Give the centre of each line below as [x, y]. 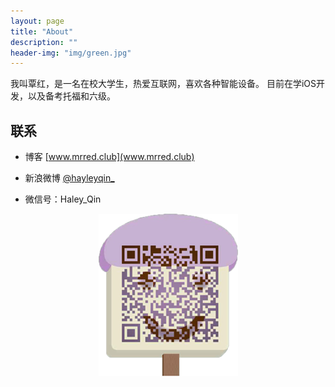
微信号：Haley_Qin [63, 199]
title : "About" [42, 31]
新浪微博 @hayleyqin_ [69, 178]
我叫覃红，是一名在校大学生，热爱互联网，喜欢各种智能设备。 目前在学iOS [163, 84]
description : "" [44, 42]
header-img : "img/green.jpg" [71, 53]
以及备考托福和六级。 [71, 96]
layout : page [37, 21]
